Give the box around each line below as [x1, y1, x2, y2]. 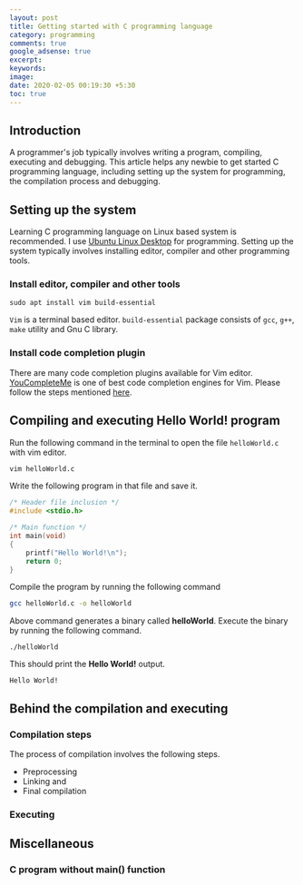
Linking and [22, 775, 66, 786]
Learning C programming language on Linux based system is [9, 226, 238, 237]
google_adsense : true [9, 47, 92, 56]
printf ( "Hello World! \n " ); [25, 548, 128, 557]
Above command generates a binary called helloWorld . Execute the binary [9, 615, 288, 626]
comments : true [9, 38, 67, 48]
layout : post [9, 13, 59, 23]
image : [9, 73, 34, 82]
